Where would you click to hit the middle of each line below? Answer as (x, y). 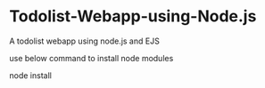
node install (30, 75)
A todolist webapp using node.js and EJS (85, 41)
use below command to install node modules (91, 58)
